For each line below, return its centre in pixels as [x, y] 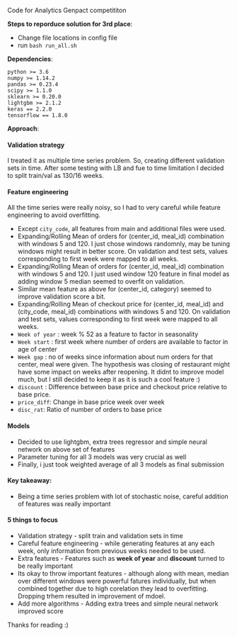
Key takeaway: [29, 481]
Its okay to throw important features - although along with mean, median [123, 574]
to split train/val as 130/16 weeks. [56, 176]
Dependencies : [30, 59]
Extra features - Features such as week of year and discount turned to [121, 559]
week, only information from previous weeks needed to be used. [111, 551]
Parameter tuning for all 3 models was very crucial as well [102, 457]
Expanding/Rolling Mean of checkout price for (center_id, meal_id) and [121, 304]
